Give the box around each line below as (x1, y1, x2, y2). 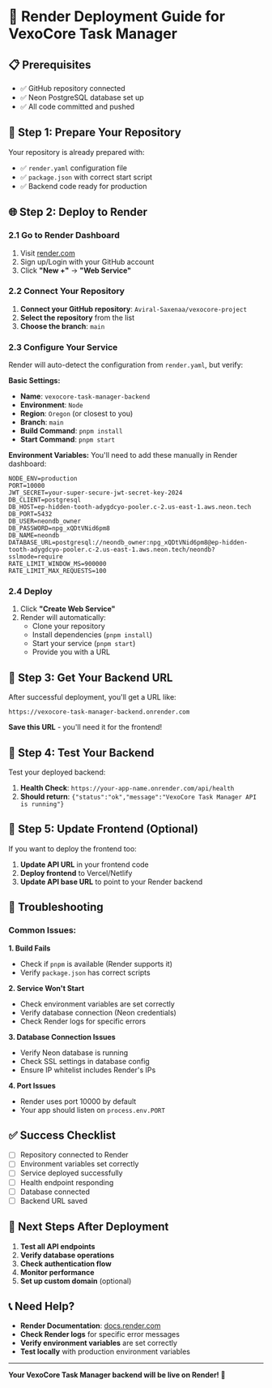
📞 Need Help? (8, 1299, 75, 1313)
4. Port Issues (8, 1080, 57, 1090)
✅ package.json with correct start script (19, 172, 152, 182)
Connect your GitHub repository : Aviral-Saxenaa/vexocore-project (19, 304, 248, 313)
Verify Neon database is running (19, 1047, 129, 1058)
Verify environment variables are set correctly (19, 1338, 178, 1348)
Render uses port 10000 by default (19, 1096, 137, 1106)
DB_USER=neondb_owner (8, 517, 82, 526)
